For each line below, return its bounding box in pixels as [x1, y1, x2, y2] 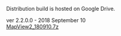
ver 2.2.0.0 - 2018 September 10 [6, 17, 86, 23]
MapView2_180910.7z [6, 23, 59, 30]
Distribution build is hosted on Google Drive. [6, 5, 116, 12]
